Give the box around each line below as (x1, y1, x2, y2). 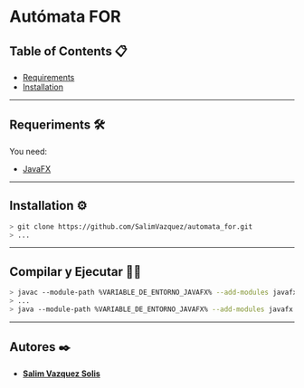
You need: (9, 146, 48, 156)
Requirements (22, 72, 75, 82)
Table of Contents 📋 (9, 43, 128, 59)
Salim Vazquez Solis (22, 368, 101, 379)
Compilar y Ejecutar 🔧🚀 (9, 264, 142, 279)
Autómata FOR (9, 6, 121, 27)
